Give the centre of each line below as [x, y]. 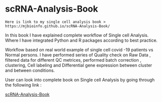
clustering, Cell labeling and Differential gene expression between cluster [79, 65]
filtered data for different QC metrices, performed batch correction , [73, 60]
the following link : [23, 85]
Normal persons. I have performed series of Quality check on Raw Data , [78, 55]
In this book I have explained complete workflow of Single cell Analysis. [77, 35]
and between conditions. [30, 70]
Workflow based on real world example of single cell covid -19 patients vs [79, 50]
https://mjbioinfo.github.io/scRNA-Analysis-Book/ [58, 26]
